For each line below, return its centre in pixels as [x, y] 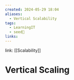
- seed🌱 [17, 32]
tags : [10, 23]
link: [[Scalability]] [23, 50]
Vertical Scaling [37, 70]
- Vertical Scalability [33, 18]
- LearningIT [22, 28]
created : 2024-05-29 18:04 [32, 9]
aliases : [14, 14]
